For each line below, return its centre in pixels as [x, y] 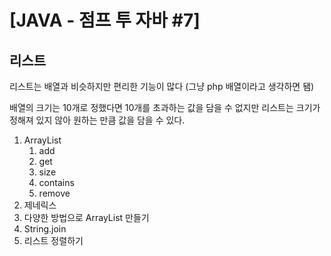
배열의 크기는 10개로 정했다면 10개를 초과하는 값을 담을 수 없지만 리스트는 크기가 [165, 107]
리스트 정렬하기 [53, 240]
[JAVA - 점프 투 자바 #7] [105, 20]
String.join [45, 229]
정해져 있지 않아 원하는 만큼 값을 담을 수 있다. [97, 120]
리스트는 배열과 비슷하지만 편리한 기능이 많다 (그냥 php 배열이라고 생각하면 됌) [162, 86]
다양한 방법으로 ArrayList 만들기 [86, 217]
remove [54, 193]
